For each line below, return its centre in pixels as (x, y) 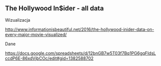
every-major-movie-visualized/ (36, 34)
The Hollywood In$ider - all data (55, 8)
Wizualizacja (18, 20)
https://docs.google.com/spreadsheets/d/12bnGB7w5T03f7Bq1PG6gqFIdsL (80, 53)
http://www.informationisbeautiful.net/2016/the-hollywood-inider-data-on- (80, 29)
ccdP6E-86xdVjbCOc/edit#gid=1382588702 (49, 58)
